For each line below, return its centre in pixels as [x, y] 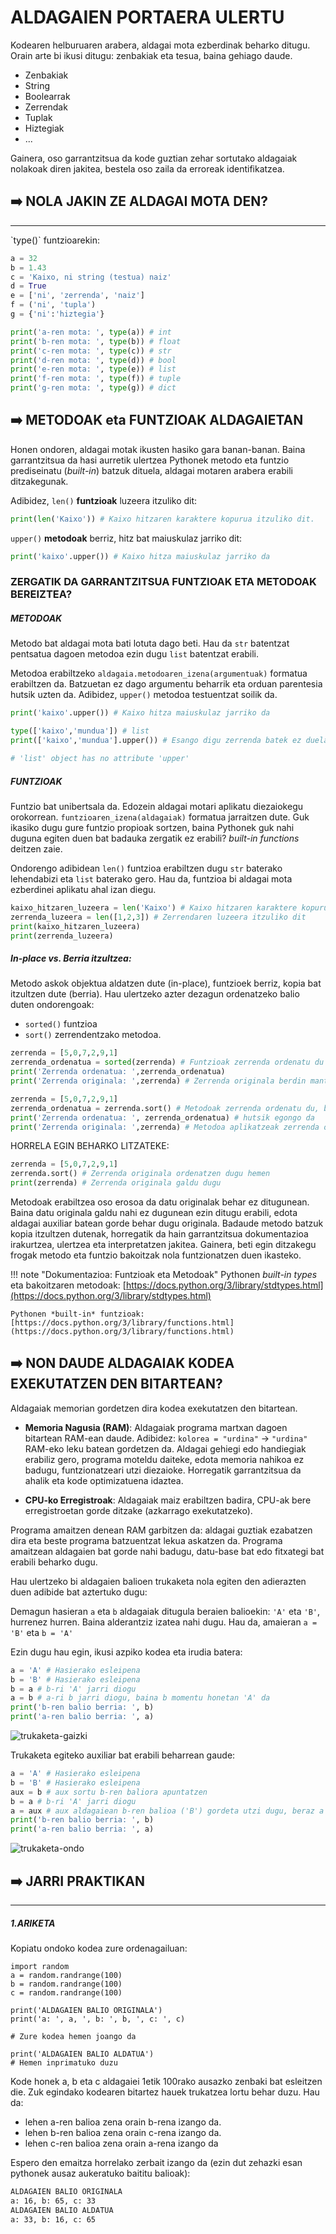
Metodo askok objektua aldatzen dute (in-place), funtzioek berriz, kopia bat [166, 983]
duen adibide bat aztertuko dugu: [79, 1592]
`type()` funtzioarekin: [55, 240]
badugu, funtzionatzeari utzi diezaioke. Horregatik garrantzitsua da [163, 1470]
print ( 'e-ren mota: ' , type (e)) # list [93, 369]
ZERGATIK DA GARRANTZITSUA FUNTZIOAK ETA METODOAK [163, 582]
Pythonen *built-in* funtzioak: [77, 1314]
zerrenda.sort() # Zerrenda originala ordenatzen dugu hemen [140, 1174]
